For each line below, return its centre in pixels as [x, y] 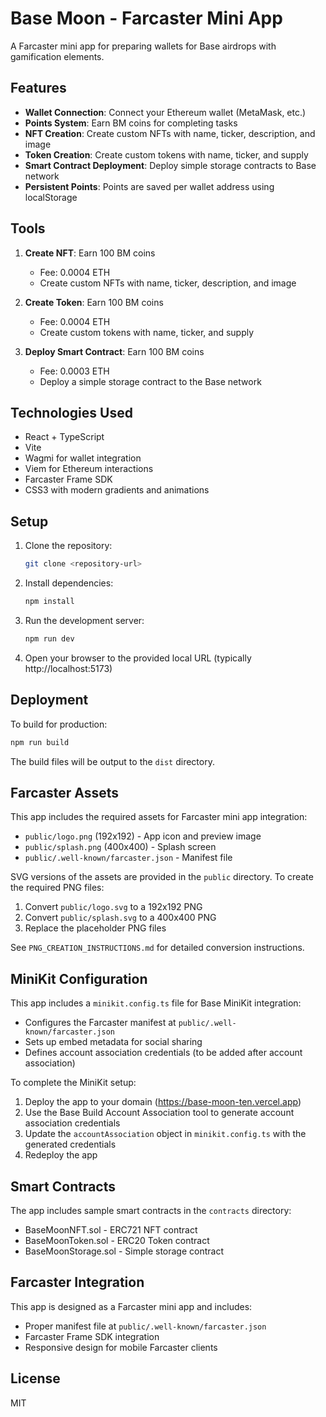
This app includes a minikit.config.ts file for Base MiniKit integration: [156, 1003]
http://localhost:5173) [68, 668]
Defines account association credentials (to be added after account [163, 1053]
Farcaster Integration [77, 1282]
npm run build [40, 742]
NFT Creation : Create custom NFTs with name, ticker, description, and [170, 133]
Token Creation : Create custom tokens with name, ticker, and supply [166, 154]
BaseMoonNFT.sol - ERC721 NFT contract [111, 1229]
